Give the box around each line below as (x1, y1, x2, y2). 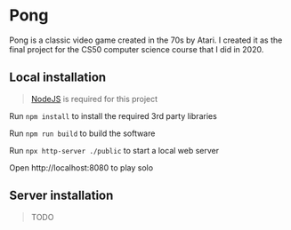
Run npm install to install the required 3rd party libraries (9, 110, 218, 121)
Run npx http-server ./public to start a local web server (9, 145, 220, 155)
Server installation (9, 188, 114, 203)
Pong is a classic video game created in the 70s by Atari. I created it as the (9, 35, 283, 45)
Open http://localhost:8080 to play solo (9, 162, 154, 173)
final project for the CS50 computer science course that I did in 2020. (9, 44, 264, 54)
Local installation (9, 70, 107, 85)
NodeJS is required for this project (30, 93, 158, 104)
